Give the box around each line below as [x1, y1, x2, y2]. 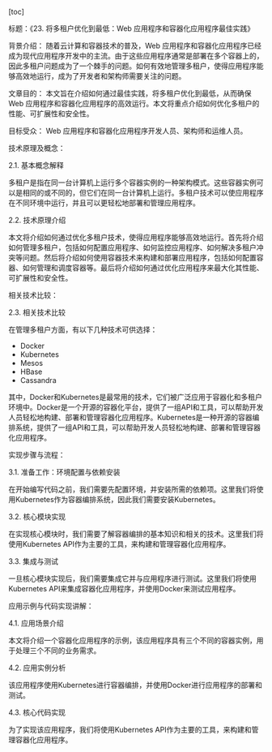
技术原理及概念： [8, 144, 66, 153]
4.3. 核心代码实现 [8, 707, 66, 717]
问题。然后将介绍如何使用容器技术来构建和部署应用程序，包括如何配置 [22, 253, 257, 262]
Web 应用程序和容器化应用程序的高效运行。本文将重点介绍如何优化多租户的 [8, 99, 260, 108]
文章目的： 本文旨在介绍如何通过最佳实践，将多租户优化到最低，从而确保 [8, 88, 252, 98]
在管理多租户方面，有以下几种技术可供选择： [8, 324, 158, 334]
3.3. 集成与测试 [8, 556, 59, 566]
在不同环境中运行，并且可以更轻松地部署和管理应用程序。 [8, 198, 200, 208]
